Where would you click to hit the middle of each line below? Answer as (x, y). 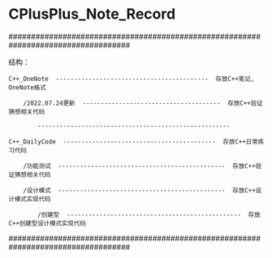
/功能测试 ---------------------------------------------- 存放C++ (139, 166)
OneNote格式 (27, 87)
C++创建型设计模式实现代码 (47, 223)
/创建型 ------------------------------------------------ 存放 (149, 215)
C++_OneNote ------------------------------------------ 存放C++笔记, (132, 79)
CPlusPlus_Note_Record (92, 14)
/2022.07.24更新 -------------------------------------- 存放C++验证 (143, 103)
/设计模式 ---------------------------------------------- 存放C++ (139, 190)
